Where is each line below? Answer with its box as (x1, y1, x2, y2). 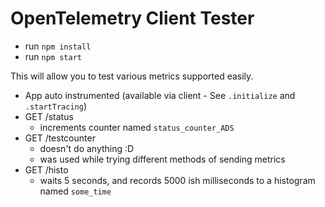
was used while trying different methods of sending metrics (39, 153, 286, 165)
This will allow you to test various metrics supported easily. (10, 70, 254, 82)
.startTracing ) (24, 100, 87, 112)
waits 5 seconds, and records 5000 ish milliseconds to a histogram (39, 174, 316, 186)
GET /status (24, 110, 74, 122)
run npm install (24, 40, 92, 52)
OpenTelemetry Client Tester (10, 7, 255, 30)
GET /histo (24, 163, 69, 176)
